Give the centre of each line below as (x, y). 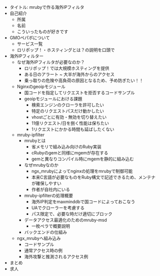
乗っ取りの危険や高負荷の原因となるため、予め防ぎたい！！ (84, 80)
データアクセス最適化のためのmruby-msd (65, 220)
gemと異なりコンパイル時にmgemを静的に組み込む (83, 159)
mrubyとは (35, 140)
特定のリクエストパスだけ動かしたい (68, 111)
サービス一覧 (30, 44)
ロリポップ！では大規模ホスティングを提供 (67, 68)
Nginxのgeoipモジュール (41, 86)
